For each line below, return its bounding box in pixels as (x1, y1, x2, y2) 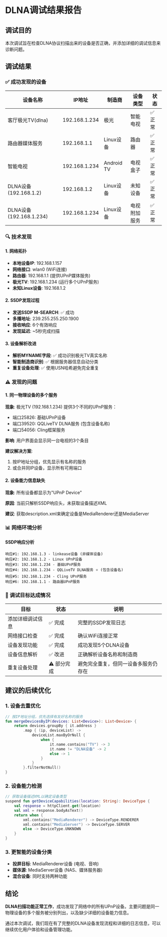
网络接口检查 (7, 632, 38, 639)
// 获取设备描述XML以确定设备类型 (5, 794, 67, 799)
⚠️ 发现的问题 (5, 378, 37, 385)
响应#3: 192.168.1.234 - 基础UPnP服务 (5, 562, 81, 567)
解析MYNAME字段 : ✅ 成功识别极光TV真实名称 (12, 353, 108, 359)
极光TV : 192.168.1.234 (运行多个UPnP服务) (12, 279, 99, 285)
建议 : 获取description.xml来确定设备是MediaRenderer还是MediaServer (5, 511, 149, 517)
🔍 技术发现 (5, 233, 32, 240)
